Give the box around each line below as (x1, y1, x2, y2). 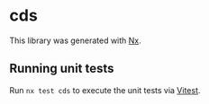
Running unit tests (9, 61, 114, 76)
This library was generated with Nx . (9, 35, 141, 46)
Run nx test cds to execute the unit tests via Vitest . (9, 84, 201, 95)
